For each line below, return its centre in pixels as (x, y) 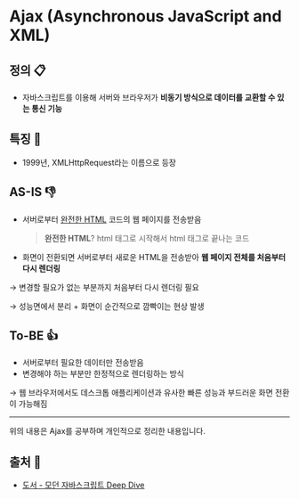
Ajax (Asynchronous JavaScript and (145, 16)
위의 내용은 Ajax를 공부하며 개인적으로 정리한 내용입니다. (108, 431)
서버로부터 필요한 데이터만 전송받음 (83, 363)
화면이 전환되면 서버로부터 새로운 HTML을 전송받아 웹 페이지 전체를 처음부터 (154, 257)
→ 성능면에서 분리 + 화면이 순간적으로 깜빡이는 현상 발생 (107, 306)
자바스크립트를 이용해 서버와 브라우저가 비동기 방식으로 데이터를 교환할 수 (149, 97)
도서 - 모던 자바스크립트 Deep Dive (83, 485)
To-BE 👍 (34, 336)
